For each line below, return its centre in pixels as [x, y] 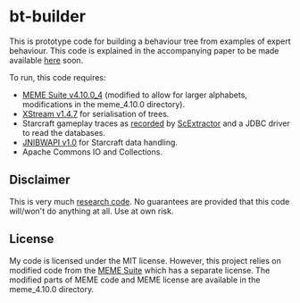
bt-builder [48, 17]
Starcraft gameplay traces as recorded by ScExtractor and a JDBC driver [156, 123]
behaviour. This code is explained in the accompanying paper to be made [144, 50]
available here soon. [46, 60]
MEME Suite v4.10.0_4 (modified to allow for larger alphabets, [135, 95]
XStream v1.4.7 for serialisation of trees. [96, 114]
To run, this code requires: [58, 77]
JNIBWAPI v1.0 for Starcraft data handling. [100, 142]
